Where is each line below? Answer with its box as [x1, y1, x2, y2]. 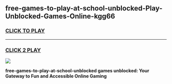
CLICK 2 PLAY [5, 46, 41, 53]
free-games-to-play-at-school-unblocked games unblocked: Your [5, 67, 149, 73]
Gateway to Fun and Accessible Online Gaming [5, 73, 107, 79]
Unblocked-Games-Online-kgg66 [5, 12, 115, 21]
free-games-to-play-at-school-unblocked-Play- [5, 4, 163, 13]
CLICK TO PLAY [5, 27, 45, 35]
